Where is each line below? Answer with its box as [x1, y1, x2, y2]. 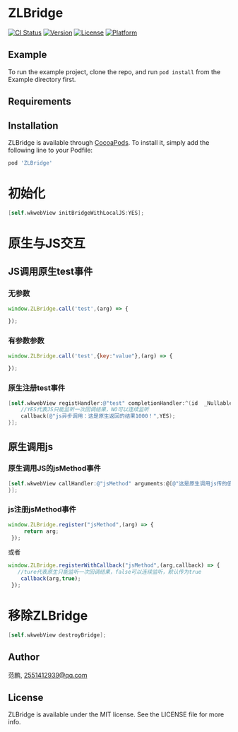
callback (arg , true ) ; [20, 575, 81, 582]
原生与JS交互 [8, 235, 85, 252]
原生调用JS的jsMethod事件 [8, 464, 101, 473]
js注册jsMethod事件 [8, 504, 77, 514]
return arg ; [23, 528, 59, 535]
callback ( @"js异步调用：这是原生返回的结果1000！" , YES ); [20, 413, 176, 420]
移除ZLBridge [8, 608, 88, 624]
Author [8, 651, 40, 663]
